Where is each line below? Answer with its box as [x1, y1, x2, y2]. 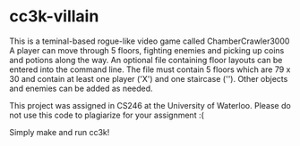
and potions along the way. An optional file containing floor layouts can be [9, 54, 283, 65]
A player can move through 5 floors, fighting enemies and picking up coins [9, 45, 285, 55]
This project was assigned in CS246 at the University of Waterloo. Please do [9, 100, 291, 110]
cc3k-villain [9, 6, 99, 27]
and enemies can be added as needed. [9, 83, 154, 93]
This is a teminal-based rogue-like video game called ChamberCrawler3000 [9, 36, 290, 46]
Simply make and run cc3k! [9, 126, 110, 137]
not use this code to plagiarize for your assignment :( [9, 109, 204, 120]
